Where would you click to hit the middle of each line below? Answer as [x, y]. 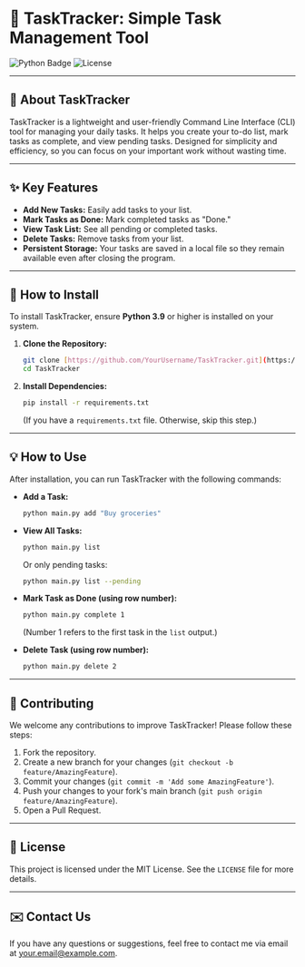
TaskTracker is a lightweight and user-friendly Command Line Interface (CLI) [152, 122]
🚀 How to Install [54, 294]
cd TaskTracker [51, 369]
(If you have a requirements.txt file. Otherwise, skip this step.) [139, 420]
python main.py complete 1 [74, 615]
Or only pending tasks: [65, 564]
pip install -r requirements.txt [86, 403]
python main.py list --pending [82, 581]
